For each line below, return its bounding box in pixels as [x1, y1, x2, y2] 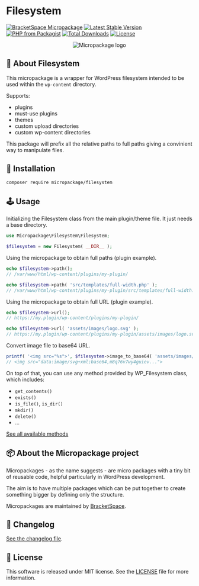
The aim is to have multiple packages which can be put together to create [6, 484, 186, 492]
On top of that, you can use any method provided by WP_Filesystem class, [6, 369, 188, 376]
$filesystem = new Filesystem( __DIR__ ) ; [6, 244, 113, 250]
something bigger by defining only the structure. [6, 491, 124, 498]
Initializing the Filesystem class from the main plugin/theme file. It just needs [6, 215, 192, 223]
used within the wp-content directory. [6, 81, 97, 88]
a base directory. [6, 221, 47, 228]
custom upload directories [14, 123, 79, 130]
